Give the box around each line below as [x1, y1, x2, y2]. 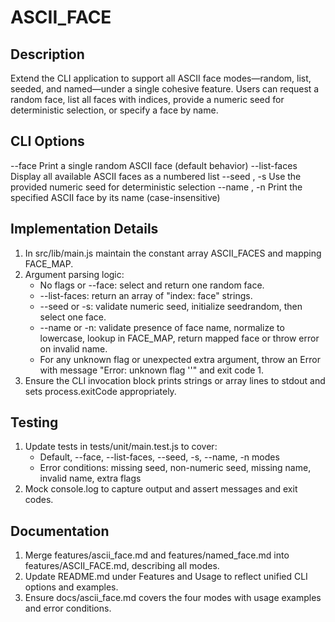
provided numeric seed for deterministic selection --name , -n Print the [10, 181, 303, 193]
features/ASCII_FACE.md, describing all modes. [24, 560, 220, 572]
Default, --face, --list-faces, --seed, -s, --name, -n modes [39, 451, 280, 463]
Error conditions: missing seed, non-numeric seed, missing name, [39, 462, 312, 474]
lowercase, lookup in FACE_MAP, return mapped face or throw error [39, 332, 320, 344]
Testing [10, 414, 59, 431]
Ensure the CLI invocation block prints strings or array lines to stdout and [24, 374, 326, 386]
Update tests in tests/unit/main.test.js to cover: [24, 441, 218, 453]
